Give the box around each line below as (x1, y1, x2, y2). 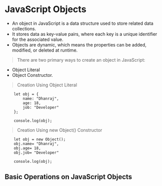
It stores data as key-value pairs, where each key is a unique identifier (12, 31, 157, 37)
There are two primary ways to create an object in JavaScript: (17, 57, 145, 63)
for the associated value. (12, 36, 64, 42)
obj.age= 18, (14, 146, 41, 151)
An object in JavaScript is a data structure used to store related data (12, 20, 154, 26)
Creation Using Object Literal (17, 82, 77, 88)
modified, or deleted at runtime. (12, 47, 78, 53)
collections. (12, 25, 36, 31)
